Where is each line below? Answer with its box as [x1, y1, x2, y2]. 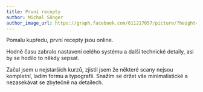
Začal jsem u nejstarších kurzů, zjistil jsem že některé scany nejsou [6, 66, 173, 73]
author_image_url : [6, 20, 53, 26]
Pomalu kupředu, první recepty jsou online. [6, 37, 114, 44]
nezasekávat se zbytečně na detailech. [6, 79, 104, 86]
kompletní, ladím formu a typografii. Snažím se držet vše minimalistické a [6, 73, 188, 80]
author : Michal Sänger [6, 14, 63, 20]
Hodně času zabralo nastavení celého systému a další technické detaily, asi [6, 48, 194, 55]
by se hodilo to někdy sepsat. [6, 55, 80, 62]
